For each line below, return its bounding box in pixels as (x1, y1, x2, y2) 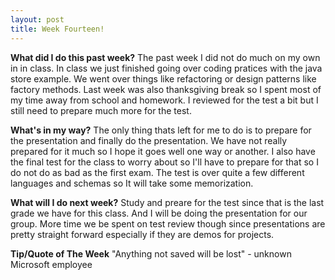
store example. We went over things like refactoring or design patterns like (10, 72, 317, 85)
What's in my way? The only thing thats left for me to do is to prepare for (10, 124, 312, 136)
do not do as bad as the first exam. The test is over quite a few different (10, 166, 305, 178)
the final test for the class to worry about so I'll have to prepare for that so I (10, 156, 319, 168)
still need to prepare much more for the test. (10, 104, 192, 116)
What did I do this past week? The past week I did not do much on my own (10, 51, 321, 63)
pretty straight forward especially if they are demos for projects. (10, 228, 275, 240)
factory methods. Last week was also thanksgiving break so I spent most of (10, 83, 322, 95)
